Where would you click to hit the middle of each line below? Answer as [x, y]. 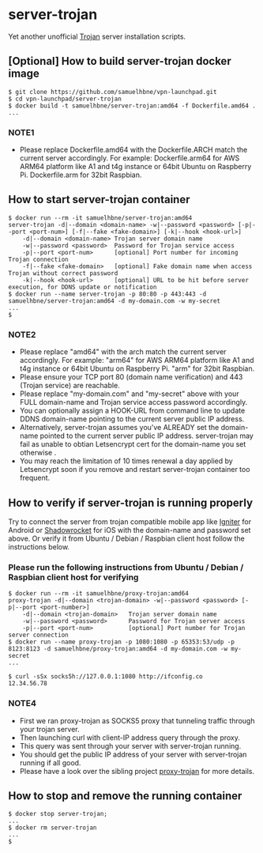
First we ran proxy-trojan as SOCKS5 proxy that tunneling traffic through [137, 720]
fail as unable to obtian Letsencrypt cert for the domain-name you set [133, 444]
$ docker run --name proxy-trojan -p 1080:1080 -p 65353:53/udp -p [122, 642]
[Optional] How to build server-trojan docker [120, 61]
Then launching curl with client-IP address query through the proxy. [130, 738]
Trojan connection [38, 259]
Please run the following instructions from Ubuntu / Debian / [126, 567]
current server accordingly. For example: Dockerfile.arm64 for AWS [130, 158]
